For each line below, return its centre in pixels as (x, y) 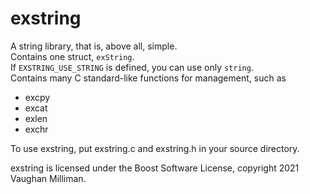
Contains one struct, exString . (72, 56)
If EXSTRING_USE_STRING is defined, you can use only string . (132, 67)
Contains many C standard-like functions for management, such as (148, 78)
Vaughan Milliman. (48, 178)
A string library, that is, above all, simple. (94, 46)
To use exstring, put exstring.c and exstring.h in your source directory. (155, 148)
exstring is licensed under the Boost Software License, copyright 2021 (155, 168)
